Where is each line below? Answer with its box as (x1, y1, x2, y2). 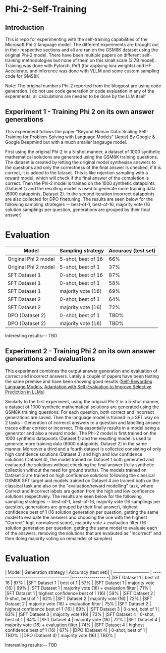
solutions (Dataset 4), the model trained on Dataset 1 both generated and (5, 456, 154, 462)
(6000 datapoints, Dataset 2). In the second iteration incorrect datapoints (5, 191, 155, 197)
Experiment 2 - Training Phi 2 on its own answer (5, 347, 156, 355)
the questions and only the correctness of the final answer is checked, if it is (5, 164, 161, 170)
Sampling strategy (59, 247, 104, 254)
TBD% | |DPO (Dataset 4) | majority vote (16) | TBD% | (5, 632, 116, 638)
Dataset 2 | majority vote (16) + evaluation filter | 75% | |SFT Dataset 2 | (5, 600, 151, 606)
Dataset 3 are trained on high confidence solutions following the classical (5, 472, 155, 478)
